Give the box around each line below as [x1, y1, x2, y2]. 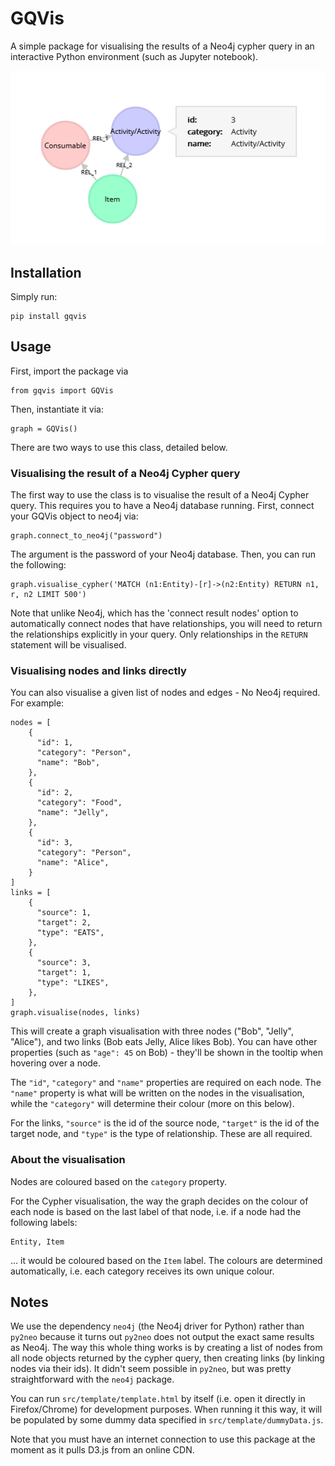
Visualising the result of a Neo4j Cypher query [10, 466, 241, 480]
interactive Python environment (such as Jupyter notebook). [10, 50, 259, 62]
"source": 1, [36, 908, 92, 918]
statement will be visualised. [10, 639, 127, 651]
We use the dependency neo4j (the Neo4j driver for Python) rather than [10, 1320, 305, 1332]
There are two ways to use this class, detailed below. [10, 441, 228, 453]
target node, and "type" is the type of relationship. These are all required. [10, 1128, 313, 1140]
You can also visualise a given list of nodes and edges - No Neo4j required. [10, 687, 321, 699]
